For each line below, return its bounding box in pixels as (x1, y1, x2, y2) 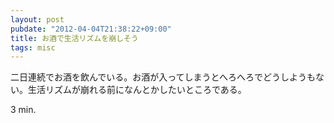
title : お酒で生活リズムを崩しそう (10, 33, 139, 43)
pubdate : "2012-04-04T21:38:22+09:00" (10, 24, 172, 34)
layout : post (10, 14, 65, 25)
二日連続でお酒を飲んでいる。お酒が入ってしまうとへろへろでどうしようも (10, 71, 316, 83)
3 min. (10, 104, 37, 116)
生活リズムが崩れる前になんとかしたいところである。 (27, 84, 247, 96)
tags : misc (10, 42, 56, 53)
